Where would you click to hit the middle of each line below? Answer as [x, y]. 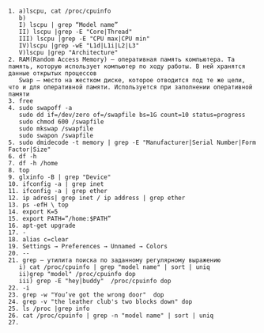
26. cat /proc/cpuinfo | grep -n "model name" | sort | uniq [111, 316]
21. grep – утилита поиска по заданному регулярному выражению [115, 260]
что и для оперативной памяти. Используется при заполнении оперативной [130, 87]
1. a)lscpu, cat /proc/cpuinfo [60, 11]
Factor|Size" [30, 149]
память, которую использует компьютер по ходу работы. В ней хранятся [127, 66]
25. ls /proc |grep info [49, 309]
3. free [21, 101]
